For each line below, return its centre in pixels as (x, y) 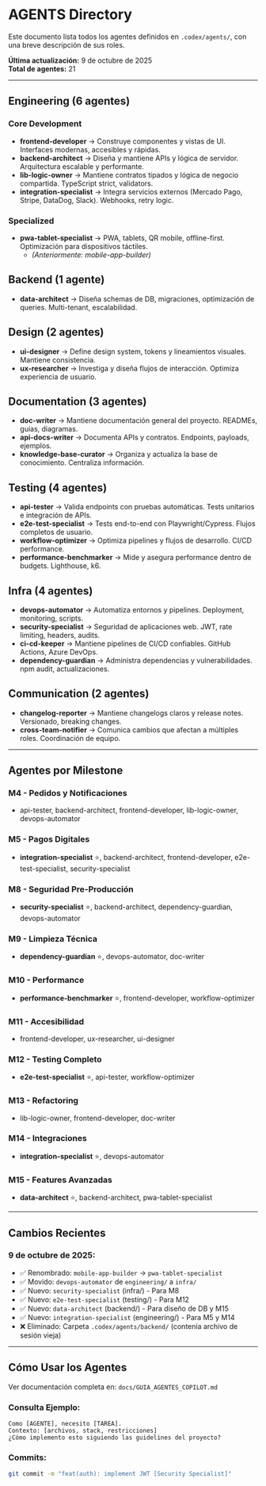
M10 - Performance (46, 980)
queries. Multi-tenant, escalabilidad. (78, 307)
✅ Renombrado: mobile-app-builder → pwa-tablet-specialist (121, 1273)
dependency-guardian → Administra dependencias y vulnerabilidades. (136, 660)
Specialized (31, 221)
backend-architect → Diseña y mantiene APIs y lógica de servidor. (129, 158)
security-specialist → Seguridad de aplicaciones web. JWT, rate (126, 626)
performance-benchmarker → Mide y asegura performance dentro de (135, 558)
